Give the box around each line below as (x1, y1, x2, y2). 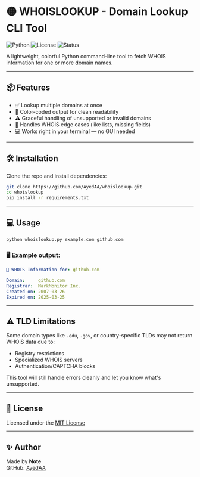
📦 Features (6, 83, 51, 93)
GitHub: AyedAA (6, 464, 46, 471)
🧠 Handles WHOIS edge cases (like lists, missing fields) (14, 120, 151, 128)
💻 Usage (6, 218, 40, 228)
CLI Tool (6, 21, 48, 35)
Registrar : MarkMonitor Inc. (6, 283, 82, 289)
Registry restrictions (14, 350, 64, 357)
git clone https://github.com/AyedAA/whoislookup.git (6, 184, 143, 190)
